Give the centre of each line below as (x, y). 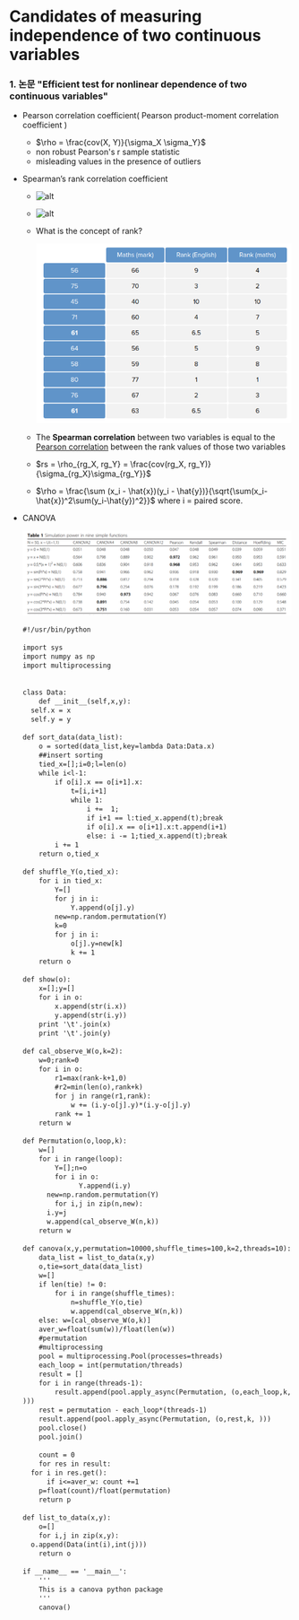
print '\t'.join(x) (75, 1024)
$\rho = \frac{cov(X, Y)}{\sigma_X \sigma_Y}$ (121, 143)
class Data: (44, 692)
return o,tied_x (69, 854)
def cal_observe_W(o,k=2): (73, 1051)
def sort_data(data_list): (73, 737)
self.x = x (51, 710)
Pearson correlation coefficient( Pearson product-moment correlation (150, 116)
